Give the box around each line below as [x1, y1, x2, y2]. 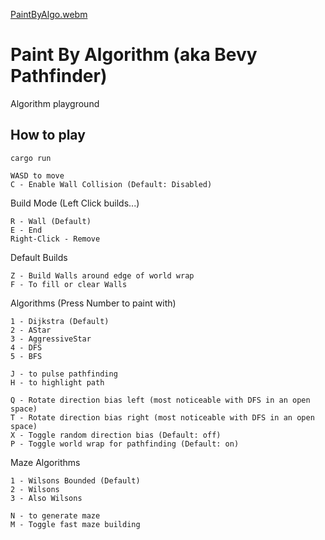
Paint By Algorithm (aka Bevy [10, 44, 258, 66]
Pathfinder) [10, 65, 108, 88]
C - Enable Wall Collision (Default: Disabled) [10, 179, 213, 189]
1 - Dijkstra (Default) [10, 316, 110, 326]
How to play [10, 127, 86, 144]
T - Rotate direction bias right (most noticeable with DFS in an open [10, 412, 315, 423]
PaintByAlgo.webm [10, 9, 88, 20]
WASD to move [10, 170, 65, 181]
